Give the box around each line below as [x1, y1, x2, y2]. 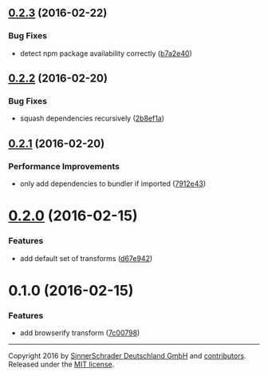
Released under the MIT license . [8, 359, 115, 370]
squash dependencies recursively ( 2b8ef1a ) [19, 113, 165, 123]
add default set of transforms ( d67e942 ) [19, 253, 153, 263]
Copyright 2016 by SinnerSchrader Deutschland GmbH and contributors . [8, 351, 246, 361]
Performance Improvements [8, 160, 120, 172]
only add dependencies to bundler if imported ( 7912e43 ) [19, 179, 207, 188]
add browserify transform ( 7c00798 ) [19, 328, 140, 338]
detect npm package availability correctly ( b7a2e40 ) [19, 48, 193, 58]
